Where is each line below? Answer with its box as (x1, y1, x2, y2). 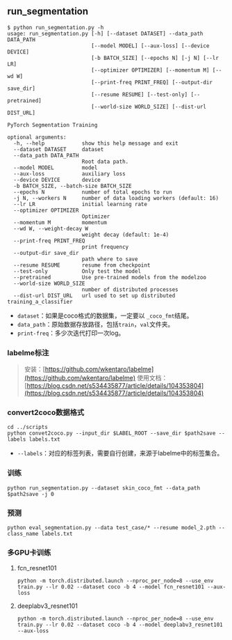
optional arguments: (7, 134, 67, 141)
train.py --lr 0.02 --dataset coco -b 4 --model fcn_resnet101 (17, 584, 205, 591)
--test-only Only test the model (13, 267, 141, 274)
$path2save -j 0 (7, 490, 54, 497)
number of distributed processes (81, 286, 179, 293)
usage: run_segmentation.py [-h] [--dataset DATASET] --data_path (7, 30, 204, 37)
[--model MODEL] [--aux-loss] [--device (91, 42, 210, 49)
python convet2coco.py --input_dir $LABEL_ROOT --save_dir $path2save (7, 430, 216, 437)
